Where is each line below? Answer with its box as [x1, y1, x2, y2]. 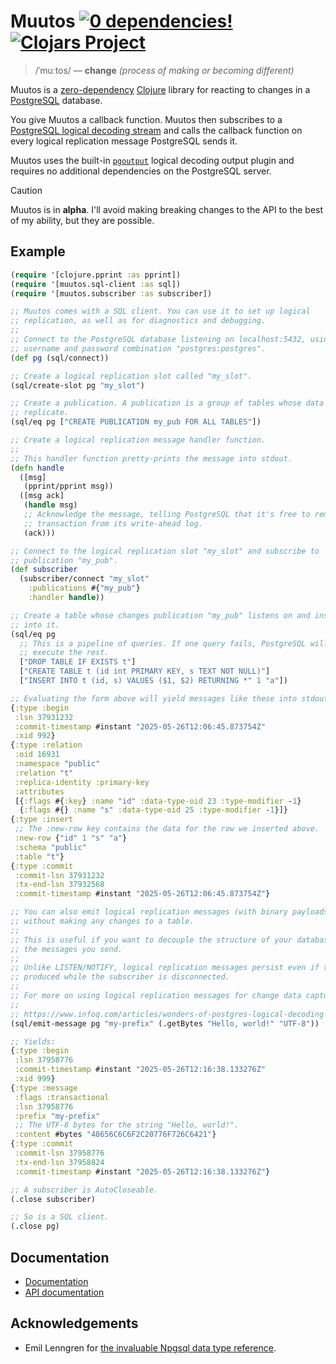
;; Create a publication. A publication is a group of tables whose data [10, 398, 325, 409]
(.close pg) [10, 1221, 60, 1232]
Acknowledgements [10, 1315, 139, 1332]
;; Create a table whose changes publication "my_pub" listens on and [10, 610, 311, 620]
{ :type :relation [10, 740, 83, 750]
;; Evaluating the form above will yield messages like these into [10, 693, 298, 704]
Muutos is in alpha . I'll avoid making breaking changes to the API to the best [10, 203, 324, 215]
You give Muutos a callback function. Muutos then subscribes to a [10, 113, 283, 125]
